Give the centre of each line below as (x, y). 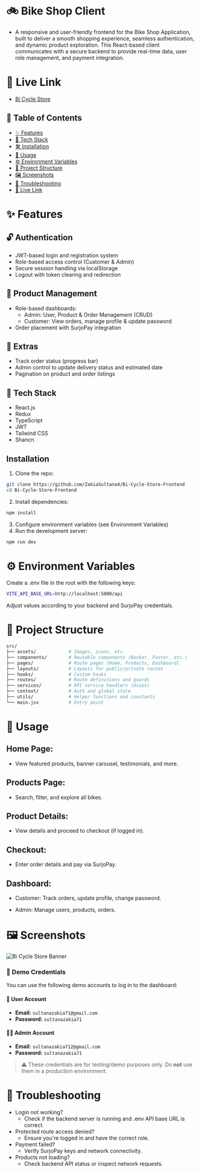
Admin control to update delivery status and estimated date (89, 368)
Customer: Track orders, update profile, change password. (88, 898)
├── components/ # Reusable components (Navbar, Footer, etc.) (97, 657)
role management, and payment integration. (69, 58)
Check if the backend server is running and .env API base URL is (105, 1118)
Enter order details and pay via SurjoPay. (66, 864)
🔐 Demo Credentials (36, 972)
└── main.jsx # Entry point (55, 702)
